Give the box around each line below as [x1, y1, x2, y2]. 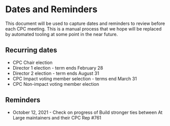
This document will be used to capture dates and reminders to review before [5, 20, 165, 26]
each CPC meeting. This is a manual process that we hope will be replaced [5, 25, 162, 31]
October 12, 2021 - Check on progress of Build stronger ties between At [12, 109, 163, 115]
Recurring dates [5, 46, 57, 54]
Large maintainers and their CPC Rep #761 [12, 114, 101, 120]
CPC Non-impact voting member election [12, 81, 99, 87]
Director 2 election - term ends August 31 [12, 70, 99, 76]
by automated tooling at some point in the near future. [5, 31, 118, 37]
